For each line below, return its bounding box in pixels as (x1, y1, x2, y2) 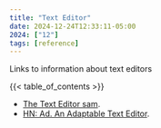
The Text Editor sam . (22, 99, 101, 110)
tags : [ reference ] (9, 38, 79, 48)
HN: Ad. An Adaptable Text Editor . (22, 108, 150, 119)
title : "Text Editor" (9, 13, 92, 23)
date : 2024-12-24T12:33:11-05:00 (9, 22, 136, 31)
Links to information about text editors (9, 64, 153, 74)
